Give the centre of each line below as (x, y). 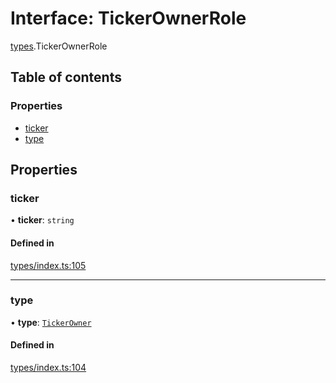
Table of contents (66, 77)
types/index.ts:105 (48, 265)
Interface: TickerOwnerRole (128, 18)
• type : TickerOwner (51, 322)
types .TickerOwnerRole (59, 46)
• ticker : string (42, 220)
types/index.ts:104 (48, 368)
